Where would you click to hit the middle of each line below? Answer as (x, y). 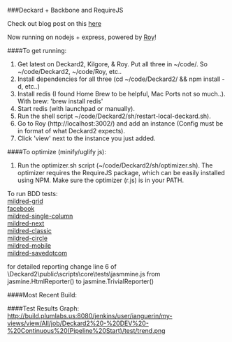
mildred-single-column (40, 216)
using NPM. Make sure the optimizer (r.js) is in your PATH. (100, 180)
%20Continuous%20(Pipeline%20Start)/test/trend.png (86, 330)
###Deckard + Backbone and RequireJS (65, 10)
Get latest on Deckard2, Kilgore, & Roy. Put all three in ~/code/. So (113, 64)
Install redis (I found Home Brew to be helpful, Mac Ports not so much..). (121, 94)
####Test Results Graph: (43, 308)
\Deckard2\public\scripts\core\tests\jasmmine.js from (84, 274)
